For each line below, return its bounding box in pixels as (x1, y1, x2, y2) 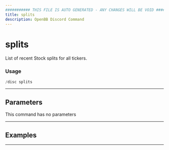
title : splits (5, 12, 35, 17)
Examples (5, 131, 37, 139)
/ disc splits (5, 79, 33, 84)
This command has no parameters (5, 112, 76, 118)
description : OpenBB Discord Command (5, 17, 84, 22)
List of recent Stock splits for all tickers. (5, 55, 87, 61)
